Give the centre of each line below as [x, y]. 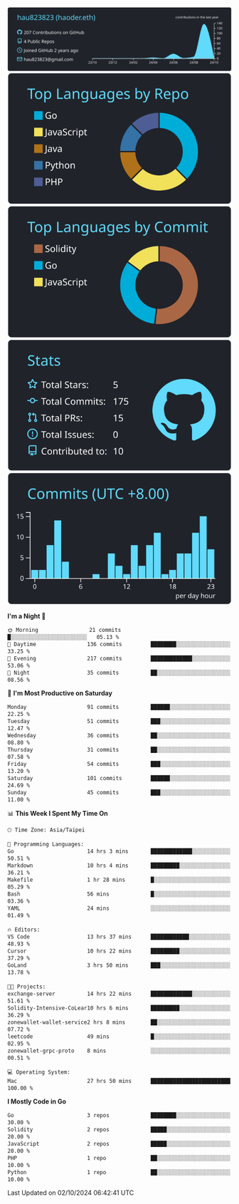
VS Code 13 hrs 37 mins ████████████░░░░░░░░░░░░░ [119, 937]
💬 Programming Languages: [46, 844]
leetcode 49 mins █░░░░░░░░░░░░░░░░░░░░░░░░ [119, 1037]
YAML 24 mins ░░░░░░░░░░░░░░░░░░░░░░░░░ [119, 908]
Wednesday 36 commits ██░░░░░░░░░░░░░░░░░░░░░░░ [119, 735]
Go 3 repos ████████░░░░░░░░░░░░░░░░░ [119, 1115]
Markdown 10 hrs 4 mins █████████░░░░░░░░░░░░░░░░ [119, 866]
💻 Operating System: [39, 1072]
